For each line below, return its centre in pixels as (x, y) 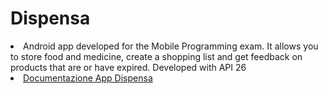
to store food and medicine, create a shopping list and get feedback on (156, 56)
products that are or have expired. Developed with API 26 (128, 67)
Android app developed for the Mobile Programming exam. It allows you (171, 46)
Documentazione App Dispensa (88, 78)
